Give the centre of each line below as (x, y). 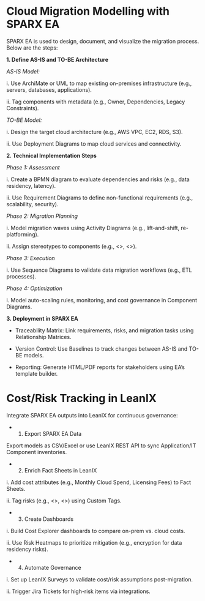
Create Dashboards (49, 519)
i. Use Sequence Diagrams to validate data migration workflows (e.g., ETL (99, 270)
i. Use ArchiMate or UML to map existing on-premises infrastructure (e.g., (99, 83)
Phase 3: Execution (31, 258)
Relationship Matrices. (43, 337)
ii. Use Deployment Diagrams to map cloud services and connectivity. (94, 144)
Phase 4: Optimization (34, 288)
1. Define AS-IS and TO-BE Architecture (58, 59)
